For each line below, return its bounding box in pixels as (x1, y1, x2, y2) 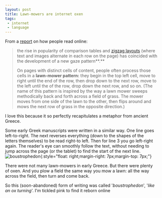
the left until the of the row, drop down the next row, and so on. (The (16, 83, 153, 89)
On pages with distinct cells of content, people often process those (16, 67, 151, 73)
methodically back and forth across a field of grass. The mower (16, 93, 144, 99)
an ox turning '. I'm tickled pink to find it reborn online (5, 188, 110, 194)
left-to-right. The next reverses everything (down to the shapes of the (5, 133, 144, 139)
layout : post (5, 7, 31, 12)
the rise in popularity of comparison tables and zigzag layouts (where (16, 48, 156, 54)
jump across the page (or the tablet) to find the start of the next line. (5, 148, 141, 154)
